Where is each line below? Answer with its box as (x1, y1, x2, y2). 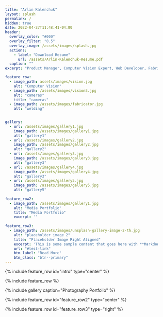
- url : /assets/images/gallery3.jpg (9, 151, 83, 156)
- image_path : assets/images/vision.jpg (9, 79, 92, 84)
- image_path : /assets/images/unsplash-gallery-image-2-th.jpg (9, 228, 140, 233)
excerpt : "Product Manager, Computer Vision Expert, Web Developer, (5, 66, 147, 71)
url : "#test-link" (14, 246, 51, 251)
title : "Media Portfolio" (14, 210, 66, 215)
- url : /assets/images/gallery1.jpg (9, 124, 83, 129)
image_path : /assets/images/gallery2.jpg (14, 142, 98, 147)
